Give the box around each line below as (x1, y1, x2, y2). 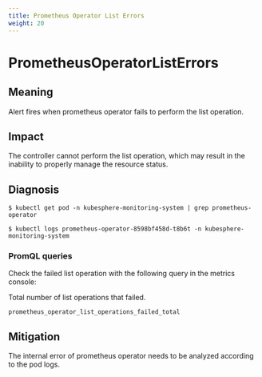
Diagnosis (8, 182, 60, 196)
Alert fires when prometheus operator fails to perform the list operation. (8, 106, 244, 116)
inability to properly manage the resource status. (8, 159, 169, 169)
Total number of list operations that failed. (8, 293, 146, 303)
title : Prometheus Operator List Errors (8, 11, 145, 20)
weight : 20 (8, 19, 45, 27)
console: (8, 277, 38, 287)
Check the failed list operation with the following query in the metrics (8, 269, 236, 279)
